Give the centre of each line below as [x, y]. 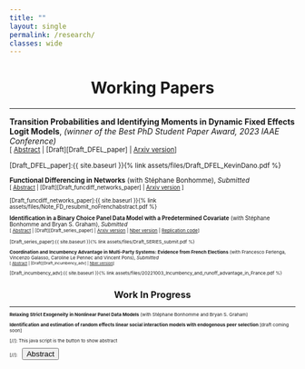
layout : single [38, 26]
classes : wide [36, 43]
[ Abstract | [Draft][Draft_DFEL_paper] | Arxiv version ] [93, 150]
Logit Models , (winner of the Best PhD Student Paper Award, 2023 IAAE [144, 132]
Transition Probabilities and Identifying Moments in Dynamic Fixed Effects [152, 122]
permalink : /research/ [52, 35]
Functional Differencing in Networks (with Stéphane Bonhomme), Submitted [129, 180]
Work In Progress [152, 294]
